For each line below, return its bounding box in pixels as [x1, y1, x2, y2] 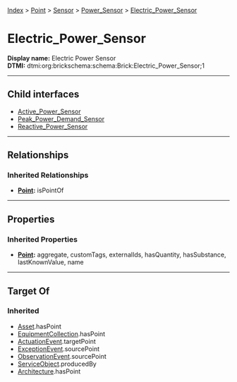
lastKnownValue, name [17, 258, 85, 266]
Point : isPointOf [17, 186, 64, 195]
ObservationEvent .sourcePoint [17, 352, 107, 360]
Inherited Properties [7, 234, 78, 244]
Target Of [7, 285, 50, 297]
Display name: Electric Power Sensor [7, 54, 116, 62]
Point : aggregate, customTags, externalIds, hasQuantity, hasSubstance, [17, 250, 226, 259]
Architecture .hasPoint [17, 366, 81, 376]
